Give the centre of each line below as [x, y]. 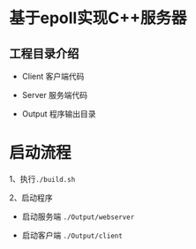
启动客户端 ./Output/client [72, 235]
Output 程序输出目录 [59, 114]
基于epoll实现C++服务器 [98, 18]
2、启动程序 [31, 197]
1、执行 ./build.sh [42, 178]
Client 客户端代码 [53, 76]
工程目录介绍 [44, 53]
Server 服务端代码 [55, 95]
